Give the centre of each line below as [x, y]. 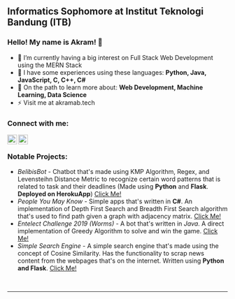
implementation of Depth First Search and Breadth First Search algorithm [122, 209]
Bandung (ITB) [40, 23]
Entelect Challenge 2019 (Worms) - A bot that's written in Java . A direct [121, 224]
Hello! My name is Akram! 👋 [55, 43]
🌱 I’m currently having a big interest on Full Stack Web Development [115, 57]
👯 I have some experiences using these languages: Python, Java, [112, 72]
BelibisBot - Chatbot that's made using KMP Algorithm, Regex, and [113, 172]
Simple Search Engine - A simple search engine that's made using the [118, 246]
